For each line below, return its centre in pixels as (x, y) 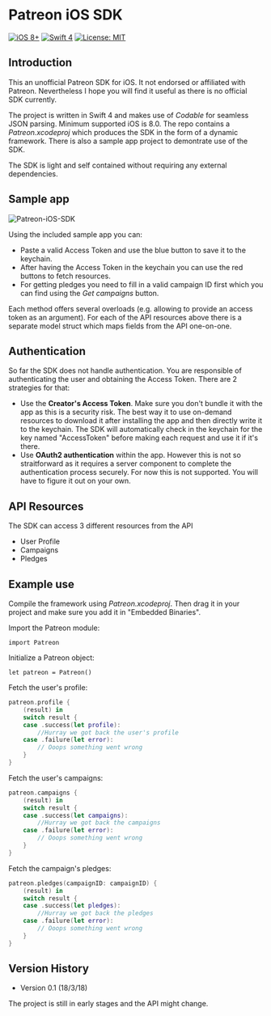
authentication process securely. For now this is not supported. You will (139, 472)
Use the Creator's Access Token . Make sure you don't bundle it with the (141, 404)
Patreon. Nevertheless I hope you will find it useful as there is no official (128, 91)
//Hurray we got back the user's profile (108, 732)
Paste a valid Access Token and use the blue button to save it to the (133, 250)
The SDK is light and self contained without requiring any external (118, 165)
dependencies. (33, 174)
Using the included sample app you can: (76, 234)
